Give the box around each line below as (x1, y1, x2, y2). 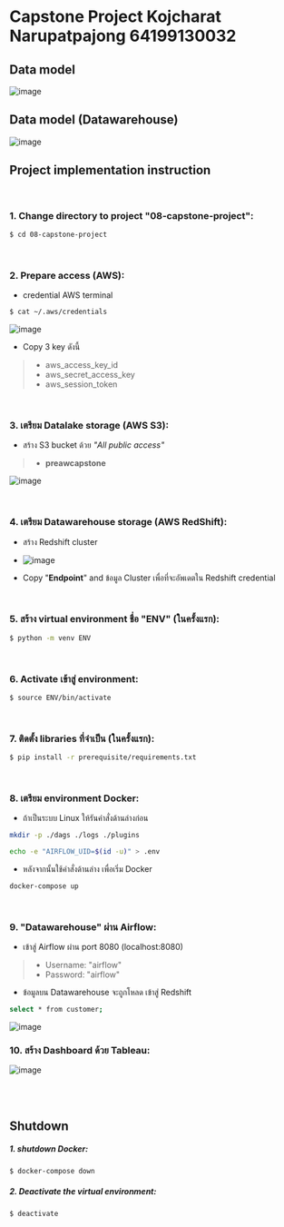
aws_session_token (44, 379, 118, 390)
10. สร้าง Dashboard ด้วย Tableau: (9, 1044, 151, 1057)
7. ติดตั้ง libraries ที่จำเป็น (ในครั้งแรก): (9, 732, 155, 745)
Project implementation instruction (9, 163, 211, 178)
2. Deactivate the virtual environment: (9, 1186, 157, 1197)
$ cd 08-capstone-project (9, 230, 107, 239)
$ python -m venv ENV (9, 633, 92, 642)
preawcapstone (44, 458, 106, 469)
